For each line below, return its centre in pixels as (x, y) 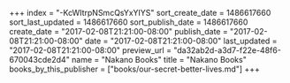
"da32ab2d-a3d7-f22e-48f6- (227, 50)
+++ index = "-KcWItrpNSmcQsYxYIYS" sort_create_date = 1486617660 (140, 13)
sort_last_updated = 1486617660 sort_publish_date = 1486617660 (129, 22)
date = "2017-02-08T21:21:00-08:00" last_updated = (181, 41)
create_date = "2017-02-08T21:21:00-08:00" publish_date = (118, 31)
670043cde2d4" (40, 60)
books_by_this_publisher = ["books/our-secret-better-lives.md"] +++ (135, 69)
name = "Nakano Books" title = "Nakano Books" (160, 60)
